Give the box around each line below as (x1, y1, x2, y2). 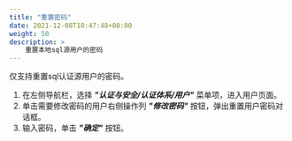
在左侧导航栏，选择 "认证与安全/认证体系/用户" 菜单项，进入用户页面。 (21, 90, 281, 100)
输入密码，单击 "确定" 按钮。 (21, 122, 129, 133)
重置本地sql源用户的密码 (25, 46, 104, 55)
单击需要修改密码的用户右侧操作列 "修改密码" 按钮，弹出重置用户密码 (21, 100, 276, 111)
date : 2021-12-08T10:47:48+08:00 (9, 21, 133, 30)
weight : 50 (9, 29, 50, 38)
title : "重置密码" (9, 12, 73, 22)
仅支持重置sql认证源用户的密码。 (9, 71, 129, 82)
